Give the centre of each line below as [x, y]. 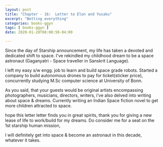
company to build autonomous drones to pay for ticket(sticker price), [74, 75]
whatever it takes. [23, 140]
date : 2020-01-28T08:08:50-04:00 [39, 32]
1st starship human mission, [33, 126]
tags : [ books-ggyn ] [27, 28]
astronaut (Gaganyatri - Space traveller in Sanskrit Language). [67, 61]
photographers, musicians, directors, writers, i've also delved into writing [78, 95]
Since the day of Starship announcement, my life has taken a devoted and [79, 50]
